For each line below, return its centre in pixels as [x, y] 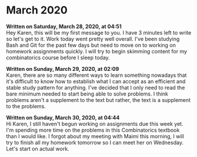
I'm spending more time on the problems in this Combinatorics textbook [93, 130]
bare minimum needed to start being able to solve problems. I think [87, 94]
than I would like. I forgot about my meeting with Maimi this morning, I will [95, 136]
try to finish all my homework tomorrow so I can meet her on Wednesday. [95, 142]
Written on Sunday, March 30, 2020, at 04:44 [63, 117]
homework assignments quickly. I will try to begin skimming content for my [96, 51]
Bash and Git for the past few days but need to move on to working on [91, 45]
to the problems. [26, 106]
